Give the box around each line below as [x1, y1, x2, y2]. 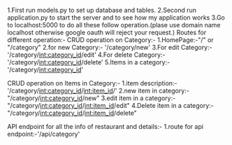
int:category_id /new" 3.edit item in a [39, 94, 144, 102]
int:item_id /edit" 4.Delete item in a [84, 102, 182, 109]
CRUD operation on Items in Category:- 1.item [7, 79, 139, 87]
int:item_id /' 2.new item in [83, 87, 157, 95]
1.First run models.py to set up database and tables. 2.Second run [7, 6, 197, 14]
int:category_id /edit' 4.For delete [38, 50, 133, 59]
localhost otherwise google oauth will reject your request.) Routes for [7, 28, 207, 36]
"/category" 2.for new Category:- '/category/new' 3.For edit [7, 43, 180, 51]
